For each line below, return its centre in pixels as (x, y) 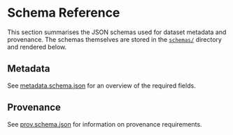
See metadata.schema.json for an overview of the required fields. (101, 86)
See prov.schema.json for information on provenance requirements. (105, 124)
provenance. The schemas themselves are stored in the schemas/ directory (115, 39)
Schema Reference (64, 13)
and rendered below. (37, 47)
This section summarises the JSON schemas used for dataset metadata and (117, 32)
